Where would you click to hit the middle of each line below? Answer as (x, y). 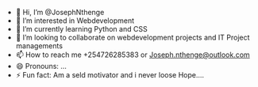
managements (39, 46)
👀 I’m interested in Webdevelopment (75, 21)
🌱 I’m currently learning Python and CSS (82, 29)
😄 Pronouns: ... (41, 66)
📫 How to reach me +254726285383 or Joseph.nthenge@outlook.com (133, 55)
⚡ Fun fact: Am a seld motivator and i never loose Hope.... (110, 75)
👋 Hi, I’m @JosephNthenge (60, 12)
